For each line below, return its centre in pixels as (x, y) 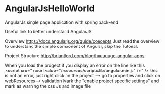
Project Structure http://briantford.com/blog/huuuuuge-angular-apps (75, 56)
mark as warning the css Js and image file (48, 86)
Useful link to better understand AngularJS (49, 31)
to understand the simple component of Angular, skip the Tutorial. (72, 46)
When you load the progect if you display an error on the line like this (75, 65)
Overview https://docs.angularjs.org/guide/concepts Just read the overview (82, 41)
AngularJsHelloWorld (50, 9)
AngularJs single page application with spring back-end (62, 22)
